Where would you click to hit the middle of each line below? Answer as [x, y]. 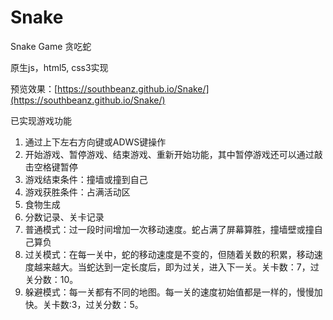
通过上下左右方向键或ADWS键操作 [95, 142]
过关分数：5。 [114, 304]
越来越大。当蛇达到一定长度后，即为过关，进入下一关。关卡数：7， [172, 267]
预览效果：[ [34, 88]
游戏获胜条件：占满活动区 [77, 192]
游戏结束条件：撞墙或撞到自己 [86, 179]
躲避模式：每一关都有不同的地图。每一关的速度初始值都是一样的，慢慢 [169, 292]
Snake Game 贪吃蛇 [51, 46]
